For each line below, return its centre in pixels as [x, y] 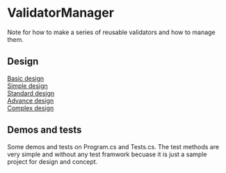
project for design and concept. [53, 161]
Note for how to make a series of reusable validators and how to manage [111, 32]
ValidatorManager [61, 13]
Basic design [26, 78]
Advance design [31, 100]
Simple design [28, 86]
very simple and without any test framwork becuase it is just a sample [107, 154]
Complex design [31, 108]
